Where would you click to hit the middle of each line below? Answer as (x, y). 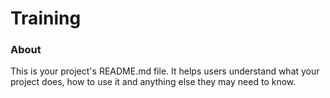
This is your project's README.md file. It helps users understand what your (165, 71)
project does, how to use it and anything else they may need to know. (153, 82)
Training (46, 18)
